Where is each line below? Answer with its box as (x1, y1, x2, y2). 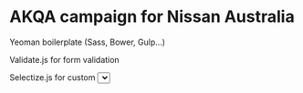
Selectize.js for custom (9, 71, 96, 83)
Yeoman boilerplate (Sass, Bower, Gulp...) (9, 36, 166, 47)
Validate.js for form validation (9, 54, 120, 65)
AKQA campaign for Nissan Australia (9, 6, 295, 27)
